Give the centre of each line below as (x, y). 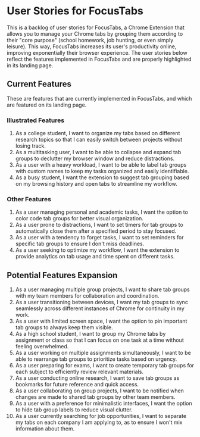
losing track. (31, 146)
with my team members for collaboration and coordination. (87, 296)
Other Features (29, 199)
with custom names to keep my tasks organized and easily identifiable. (102, 171)
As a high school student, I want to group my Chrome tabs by (90, 334)
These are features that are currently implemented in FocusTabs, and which (99, 98)
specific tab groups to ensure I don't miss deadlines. (80, 244)
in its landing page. (30, 65)
